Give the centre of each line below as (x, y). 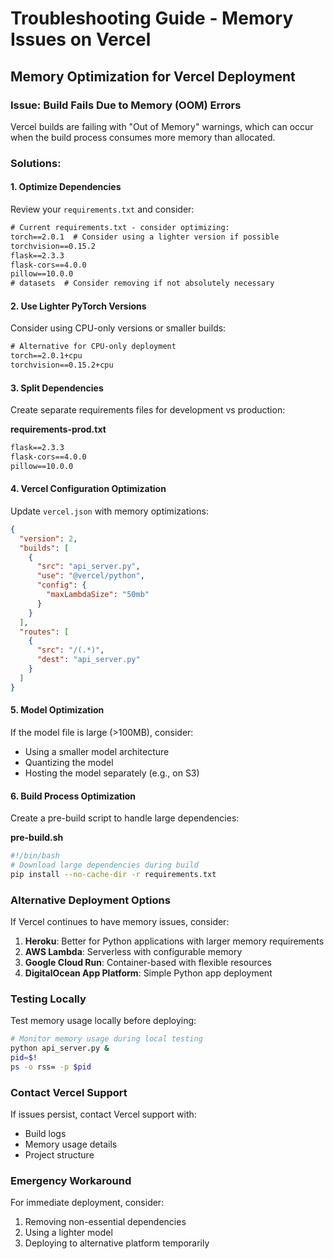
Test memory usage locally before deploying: (103, 1021)
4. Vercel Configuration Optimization (88, 489)
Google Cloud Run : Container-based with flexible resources (148, 963)
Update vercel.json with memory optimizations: (109, 511)
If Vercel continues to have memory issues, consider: (120, 922)
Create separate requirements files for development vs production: (148, 410)
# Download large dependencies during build (104, 865)
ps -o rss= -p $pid (51, 1067)
